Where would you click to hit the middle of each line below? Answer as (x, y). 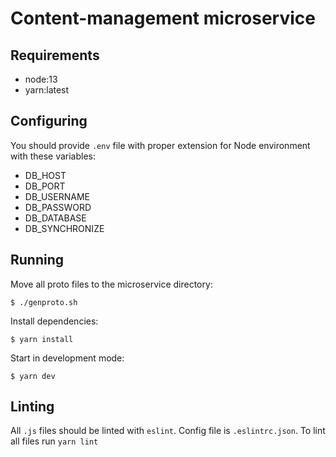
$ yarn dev (33, 376)
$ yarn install (42, 339)
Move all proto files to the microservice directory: (111, 284)
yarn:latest (47, 90)
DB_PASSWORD (58, 207)
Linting (32, 407)
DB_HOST (45, 175)
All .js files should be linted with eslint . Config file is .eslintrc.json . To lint (168, 431)
